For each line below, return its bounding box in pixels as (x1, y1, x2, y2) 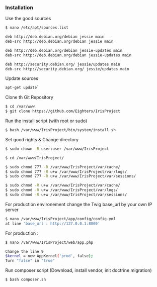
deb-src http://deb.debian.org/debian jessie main (5, 39, 114, 44)
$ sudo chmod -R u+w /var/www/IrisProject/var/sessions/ (5, 193, 127, 198)
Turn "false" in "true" (5, 258, 55, 263)
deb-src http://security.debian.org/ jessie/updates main (5, 66, 129, 71)
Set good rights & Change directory (5, 136, 79, 142)
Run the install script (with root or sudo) (5, 118, 88, 124)
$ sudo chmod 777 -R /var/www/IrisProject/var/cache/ (5, 164, 121, 169)
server (5, 207, 19, 213)
